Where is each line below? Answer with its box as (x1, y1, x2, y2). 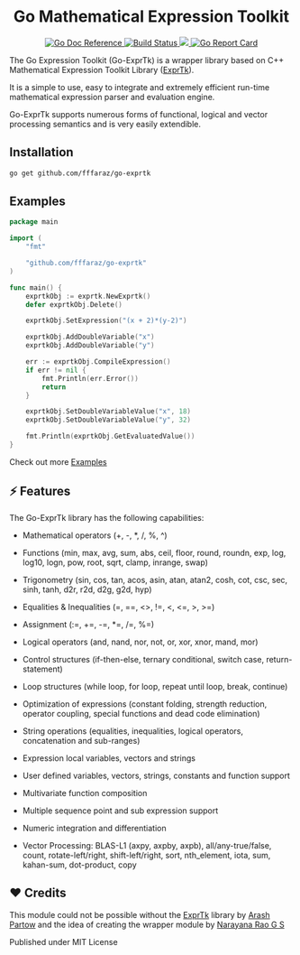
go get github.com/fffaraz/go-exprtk (9, 169, 151, 178)
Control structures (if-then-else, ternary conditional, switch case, (22, 654, 264, 664)
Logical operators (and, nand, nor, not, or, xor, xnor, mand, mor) (22, 636, 259, 647)
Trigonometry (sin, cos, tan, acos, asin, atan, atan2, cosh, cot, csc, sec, (22, 574, 288, 585)
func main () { (9, 283, 63, 292)
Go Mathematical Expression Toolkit (13, 6, 290, 27)
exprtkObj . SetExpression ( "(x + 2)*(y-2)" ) (25, 316, 187, 326)
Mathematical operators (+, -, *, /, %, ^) (22, 530, 168, 541)
